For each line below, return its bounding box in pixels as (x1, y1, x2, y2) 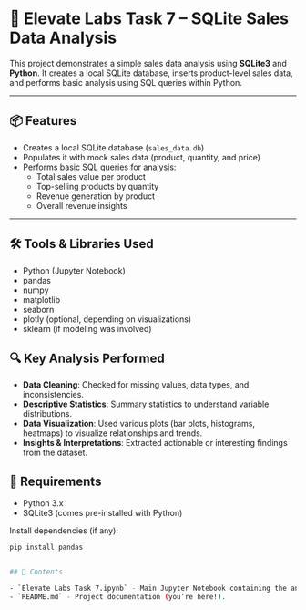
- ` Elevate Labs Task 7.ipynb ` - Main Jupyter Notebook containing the (9, 584, 287, 593)
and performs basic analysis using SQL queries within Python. (9, 77, 243, 88)
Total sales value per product (36, 171, 146, 181)
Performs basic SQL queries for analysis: (22, 161, 177, 172)
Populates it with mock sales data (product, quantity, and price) (22, 151, 261, 162)
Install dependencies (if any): (9, 525, 118, 536)
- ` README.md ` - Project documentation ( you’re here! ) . (9, 592, 226, 601)
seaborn (22, 304, 55, 315)
